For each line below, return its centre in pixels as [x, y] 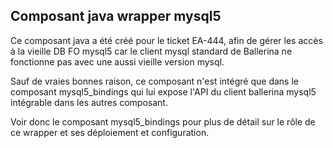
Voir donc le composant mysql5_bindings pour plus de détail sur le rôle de [163, 121]
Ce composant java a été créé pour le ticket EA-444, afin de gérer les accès [166, 40]
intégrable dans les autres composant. [89, 102]
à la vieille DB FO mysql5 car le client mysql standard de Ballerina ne [151, 51]
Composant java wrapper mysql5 [116, 16]
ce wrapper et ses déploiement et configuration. [110, 132]
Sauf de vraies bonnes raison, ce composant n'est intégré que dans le [154, 81]
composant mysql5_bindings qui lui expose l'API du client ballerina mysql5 [163, 91]
